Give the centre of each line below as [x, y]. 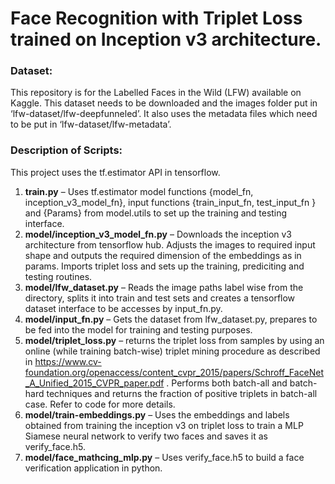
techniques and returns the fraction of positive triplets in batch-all [182, 393]
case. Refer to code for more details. [100, 404]
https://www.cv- [68, 361]
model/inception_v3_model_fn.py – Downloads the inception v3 [158, 234]
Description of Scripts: [66, 150]
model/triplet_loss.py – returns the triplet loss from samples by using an [174, 340]
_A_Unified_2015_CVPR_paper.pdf [94, 383]
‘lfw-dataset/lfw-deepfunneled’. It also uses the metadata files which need [164, 114]
